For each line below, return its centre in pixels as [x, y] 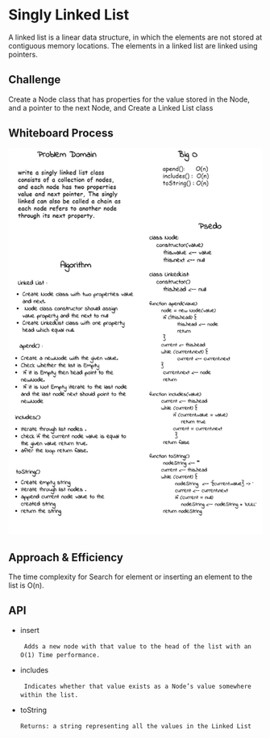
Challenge [35, 80]
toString [33, 710]
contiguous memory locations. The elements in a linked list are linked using [133, 45]
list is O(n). [26, 585]
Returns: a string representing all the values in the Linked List [135, 726]
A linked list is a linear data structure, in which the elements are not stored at [135, 37]
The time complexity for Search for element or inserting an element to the [130, 577]
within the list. [49, 695]
